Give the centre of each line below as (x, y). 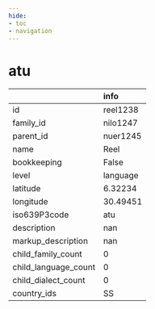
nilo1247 (121, 123)
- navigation (30, 31)
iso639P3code (41, 215)
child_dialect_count (49, 281)
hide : (17, 16)
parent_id (30, 136)
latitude (27, 189)
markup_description (50, 241)
